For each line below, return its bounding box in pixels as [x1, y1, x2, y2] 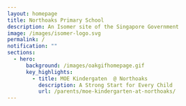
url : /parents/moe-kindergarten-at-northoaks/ [38, 88, 176, 95]
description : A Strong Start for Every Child [38, 82, 173, 89]
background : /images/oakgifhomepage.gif [25, 62, 145, 69]
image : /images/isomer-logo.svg [7, 29, 101, 37]
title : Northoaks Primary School [7, 17, 104, 24]
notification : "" [7, 43, 58, 50]
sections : [7, 50, 36, 56]
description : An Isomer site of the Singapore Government [7, 23, 179, 30]
